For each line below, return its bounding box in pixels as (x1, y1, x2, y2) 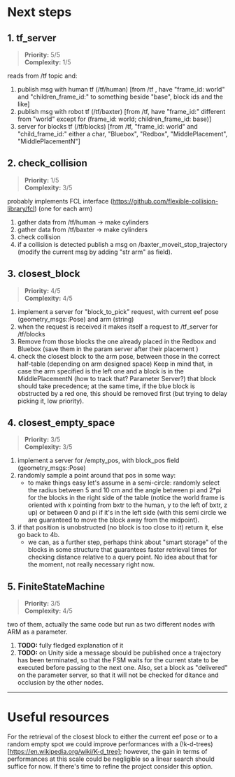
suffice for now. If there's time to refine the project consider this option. (7, 762, 213, 771)
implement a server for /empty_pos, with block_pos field (17, 456, 180, 465)
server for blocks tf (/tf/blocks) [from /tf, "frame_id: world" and (17, 122, 198, 130)
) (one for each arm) (34, 204, 93, 213)
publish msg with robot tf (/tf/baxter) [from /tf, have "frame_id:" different (17, 108, 226, 115)
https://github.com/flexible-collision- (112, 197, 219, 205)
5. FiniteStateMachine (7, 580, 105, 592)
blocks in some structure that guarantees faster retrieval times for (27, 546, 218, 554)
